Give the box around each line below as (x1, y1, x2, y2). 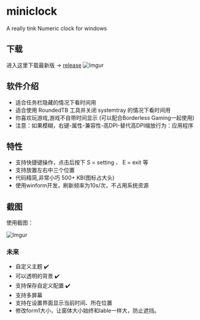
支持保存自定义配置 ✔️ (15, 282, 71, 289)
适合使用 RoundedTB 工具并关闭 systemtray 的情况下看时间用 (15, 106, 171, 114)
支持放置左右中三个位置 (15, 166, 75, 174)
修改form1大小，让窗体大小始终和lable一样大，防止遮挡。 (15, 307, 160, 314)
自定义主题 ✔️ (15, 263, 49, 270)
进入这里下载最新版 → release (6, 61, 82, 69)
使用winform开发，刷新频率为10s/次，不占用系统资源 (15, 182, 149, 189)
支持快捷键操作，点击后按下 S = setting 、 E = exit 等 (15, 158, 148, 166)
